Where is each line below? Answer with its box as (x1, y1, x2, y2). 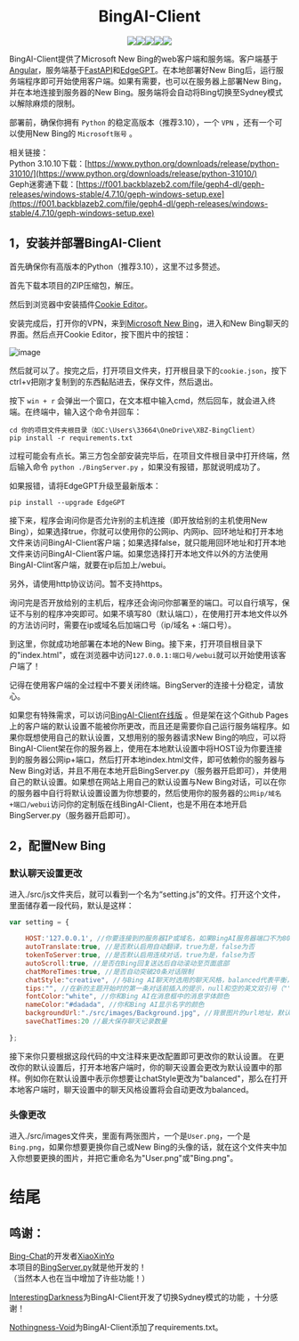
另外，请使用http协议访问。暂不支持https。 (9, 578, 167, 589)
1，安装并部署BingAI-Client (9, 236, 162, 251)
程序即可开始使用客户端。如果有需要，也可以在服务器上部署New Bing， (24, 76, 287, 86)
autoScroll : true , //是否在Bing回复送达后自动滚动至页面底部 (25, 959, 230, 968)
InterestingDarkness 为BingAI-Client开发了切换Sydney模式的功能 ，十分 (9, 1291, 271, 1302)
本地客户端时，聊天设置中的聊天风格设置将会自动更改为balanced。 (9, 1084, 254, 1094)
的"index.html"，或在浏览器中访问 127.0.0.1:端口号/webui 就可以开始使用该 (9, 649, 279, 660)
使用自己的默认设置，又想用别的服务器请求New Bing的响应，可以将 (39, 732, 287, 743)
